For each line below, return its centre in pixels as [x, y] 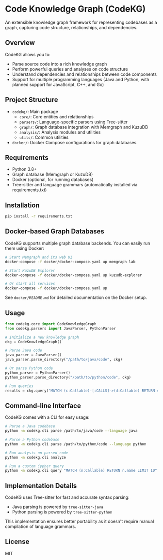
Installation [22, 205]
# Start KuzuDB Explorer [30, 270]
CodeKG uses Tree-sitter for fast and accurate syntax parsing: [67, 497]
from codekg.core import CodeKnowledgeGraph [51, 324]
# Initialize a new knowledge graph [42, 337]
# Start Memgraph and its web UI [39, 257]
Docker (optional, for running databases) [53, 180]
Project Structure [32, 100]
